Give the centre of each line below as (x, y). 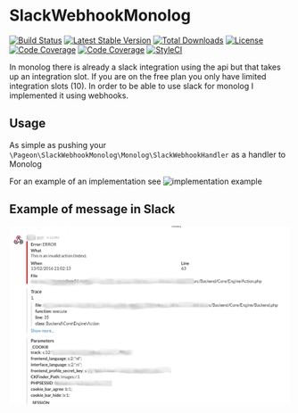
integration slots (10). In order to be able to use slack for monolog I (132, 86)
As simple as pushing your (58, 145)
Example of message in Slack (92, 209)
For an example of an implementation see (85, 181)
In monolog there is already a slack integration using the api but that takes (145, 67)
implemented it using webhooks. (69, 95)
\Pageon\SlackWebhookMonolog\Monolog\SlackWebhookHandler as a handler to (148, 154)
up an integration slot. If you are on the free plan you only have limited (138, 76)
